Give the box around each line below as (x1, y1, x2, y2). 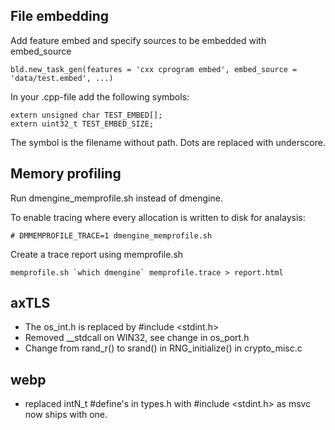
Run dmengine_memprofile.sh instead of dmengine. (10, 192, 223, 204)
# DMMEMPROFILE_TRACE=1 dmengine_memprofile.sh (10, 230, 213, 241)
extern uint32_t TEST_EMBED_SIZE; (10, 119, 155, 129)
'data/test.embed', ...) (10, 73, 114, 83)
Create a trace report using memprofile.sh (10, 248, 184, 260)
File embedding (10, 8, 110, 25)
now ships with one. (24, 409, 108, 421)
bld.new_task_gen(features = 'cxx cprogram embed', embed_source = (10, 64, 298, 74)
